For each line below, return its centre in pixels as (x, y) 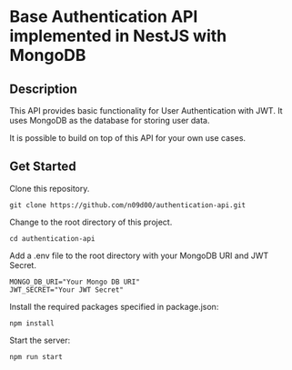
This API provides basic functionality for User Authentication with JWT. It (146, 110)
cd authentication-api (52, 238)
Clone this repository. (50, 188)
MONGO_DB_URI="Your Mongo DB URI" (75, 282)
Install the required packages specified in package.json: (114, 306)
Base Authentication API (104, 17)
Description (43, 89)
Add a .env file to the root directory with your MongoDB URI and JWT (139, 255)
